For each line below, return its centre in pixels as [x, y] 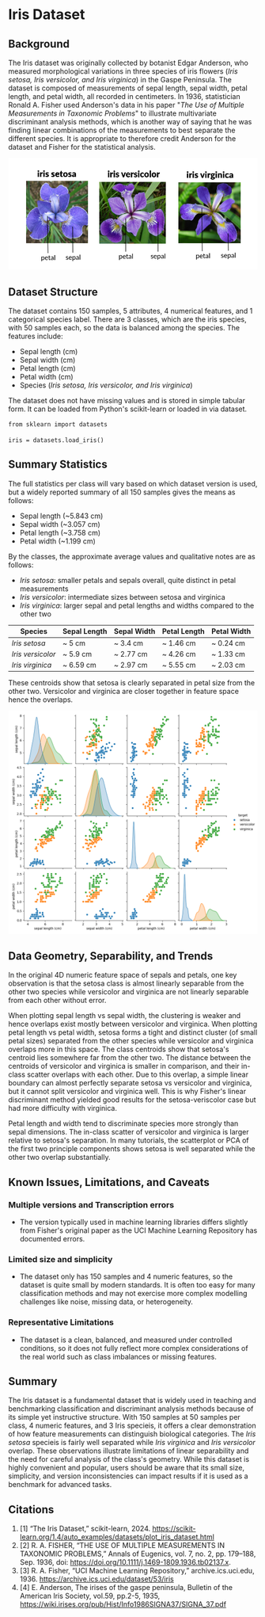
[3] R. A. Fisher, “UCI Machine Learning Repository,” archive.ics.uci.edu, [137, 1571]
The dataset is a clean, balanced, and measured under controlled [126, 1340]
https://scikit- [174, 1529]
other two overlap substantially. [59, 1157]
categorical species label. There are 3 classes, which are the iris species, [127, 319]
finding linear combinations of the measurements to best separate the [122, 130]
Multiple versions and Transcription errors [91, 1204]
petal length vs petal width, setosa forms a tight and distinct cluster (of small [133, 1032]
